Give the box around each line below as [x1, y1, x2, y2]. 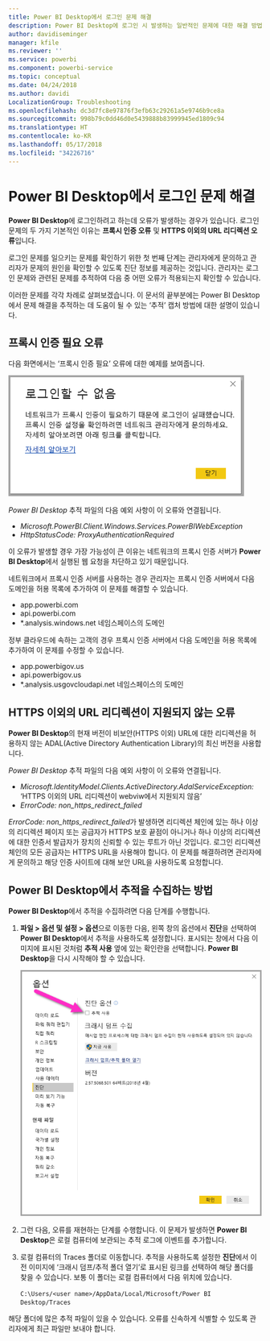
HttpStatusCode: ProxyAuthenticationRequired [19, 530, 174, 540]
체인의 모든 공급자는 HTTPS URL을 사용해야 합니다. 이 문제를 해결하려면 [8, 847, 235, 857]
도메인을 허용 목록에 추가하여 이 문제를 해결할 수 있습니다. [8, 584, 189, 594]
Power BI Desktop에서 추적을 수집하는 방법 [8, 883, 214, 897]
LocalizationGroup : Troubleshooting [8, 98, 131, 106]
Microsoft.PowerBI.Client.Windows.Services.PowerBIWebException [19, 521, 243, 531]
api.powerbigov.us [19, 670, 82, 680]
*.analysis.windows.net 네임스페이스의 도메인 [19, 618, 165, 628]
